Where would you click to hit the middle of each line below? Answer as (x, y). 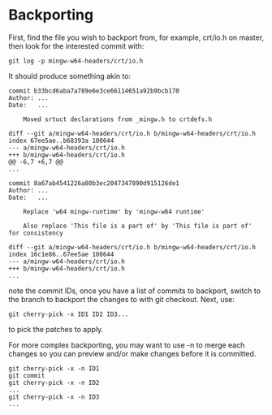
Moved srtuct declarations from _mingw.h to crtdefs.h (118, 119)
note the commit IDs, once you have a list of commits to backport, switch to (135, 291)
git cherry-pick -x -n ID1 (54, 368)
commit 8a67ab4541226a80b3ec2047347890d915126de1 (94, 183)
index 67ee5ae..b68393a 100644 (61, 140)
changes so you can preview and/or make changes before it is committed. (132, 353)
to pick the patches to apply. (56, 329)
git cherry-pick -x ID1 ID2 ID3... (69, 314)
